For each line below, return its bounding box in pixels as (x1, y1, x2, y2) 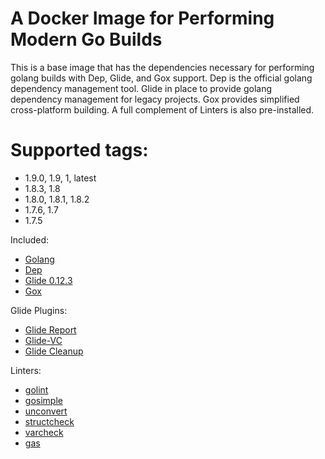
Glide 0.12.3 (24, 274, 73, 286)
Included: (10, 233, 50, 246)
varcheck (24, 426, 64, 438)
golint (24, 383, 49, 396)
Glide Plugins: (10, 304, 68, 316)
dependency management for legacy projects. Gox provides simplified (10, 93, 300, 105)
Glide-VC (24, 334, 63, 346)
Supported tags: (10, 139, 149, 162)
